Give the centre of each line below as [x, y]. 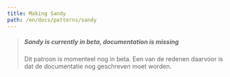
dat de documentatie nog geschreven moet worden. [98, 67]
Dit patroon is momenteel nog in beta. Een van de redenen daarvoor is [124, 59]
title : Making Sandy [37, 13]
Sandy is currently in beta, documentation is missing [101, 42]
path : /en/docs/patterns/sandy [52, 20]
